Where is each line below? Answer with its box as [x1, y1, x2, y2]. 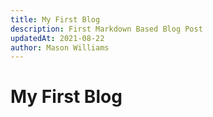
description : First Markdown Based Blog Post [10, 24, 203, 34]
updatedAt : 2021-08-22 [10, 33, 105, 43]
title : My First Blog [10, 14, 101, 25]
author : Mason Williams [10, 42, 110, 53]
